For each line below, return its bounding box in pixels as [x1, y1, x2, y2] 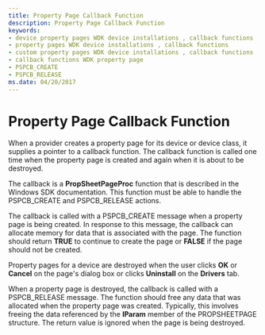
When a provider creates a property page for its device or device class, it [8, 138, 248, 148]
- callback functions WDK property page [8, 56, 144, 64]
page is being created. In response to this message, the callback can [8, 220, 233, 229]
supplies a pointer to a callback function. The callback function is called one [8, 147, 257, 156]
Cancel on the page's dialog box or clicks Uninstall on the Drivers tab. [8, 269, 240, 279]
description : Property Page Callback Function [8, 19, 165, 27]
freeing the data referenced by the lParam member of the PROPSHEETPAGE [8, 310, 257, 319]
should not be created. [8, 245, 83, 255]
